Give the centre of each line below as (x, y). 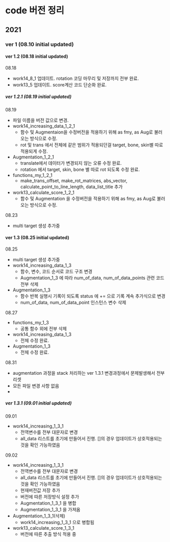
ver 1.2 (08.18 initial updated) (37, 56)
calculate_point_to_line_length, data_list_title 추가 (71, 187)
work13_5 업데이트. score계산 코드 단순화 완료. (60, 84)
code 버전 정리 (35, 10)
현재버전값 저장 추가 (40, 490)
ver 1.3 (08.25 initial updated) (37, 238)
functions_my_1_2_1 (32, 175)
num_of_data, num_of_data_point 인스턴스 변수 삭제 (73, 302)
